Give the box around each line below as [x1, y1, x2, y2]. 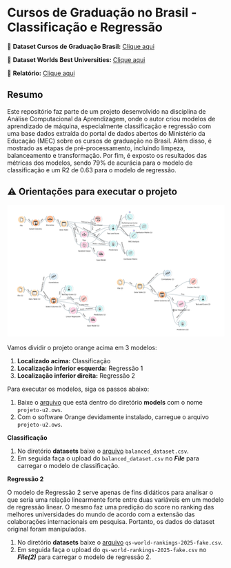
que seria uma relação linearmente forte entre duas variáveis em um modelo [7, 495, 224, 504]
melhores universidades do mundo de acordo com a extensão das [7, 510, 195, 518]
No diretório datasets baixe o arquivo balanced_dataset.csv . [17, 447, 190, 455]
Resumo [7, 89, 43, 101]
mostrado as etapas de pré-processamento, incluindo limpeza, [7, 143, 185, 152]
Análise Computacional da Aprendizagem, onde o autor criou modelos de [7, 114, 216, 123]
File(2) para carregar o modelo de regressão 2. [17, 553, 152, 561]
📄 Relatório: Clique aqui [7, 69, 75, 77]
